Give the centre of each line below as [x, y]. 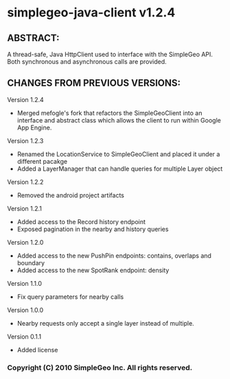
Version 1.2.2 [25, 182]
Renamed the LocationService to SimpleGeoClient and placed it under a [118, 154]
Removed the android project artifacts [71, 195]
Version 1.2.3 [25, 140]
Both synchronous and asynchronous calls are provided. [87, 62]
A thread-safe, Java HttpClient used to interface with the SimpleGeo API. [110, 54]
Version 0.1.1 [24, 337]
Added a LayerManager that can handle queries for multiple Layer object [120, 169]
